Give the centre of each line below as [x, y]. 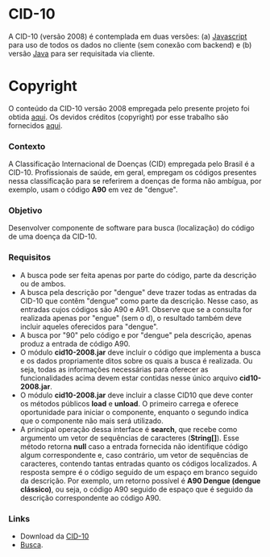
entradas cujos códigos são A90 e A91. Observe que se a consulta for [136, 309]
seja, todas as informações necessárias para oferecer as [114, 369]
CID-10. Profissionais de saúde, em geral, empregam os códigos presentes [133, 173]
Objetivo [25, 210]
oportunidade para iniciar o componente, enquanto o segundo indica [134, 412]
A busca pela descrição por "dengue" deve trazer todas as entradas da [138, 292]
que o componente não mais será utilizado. [91, 421]
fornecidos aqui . [35, 125]
